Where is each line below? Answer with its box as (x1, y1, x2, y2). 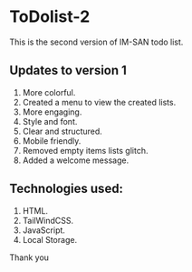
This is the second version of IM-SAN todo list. (9, 36, 184, 47)
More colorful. (22, 86, 76, 97)
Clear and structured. (22, 126, 102, 136)
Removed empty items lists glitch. (22, 145, 149, 156)
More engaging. (22, 106, 82, 117)
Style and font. (22, 116, 78, 126)
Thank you (9, 252, 50, 263)
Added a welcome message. (22, 155, 130, 166)
